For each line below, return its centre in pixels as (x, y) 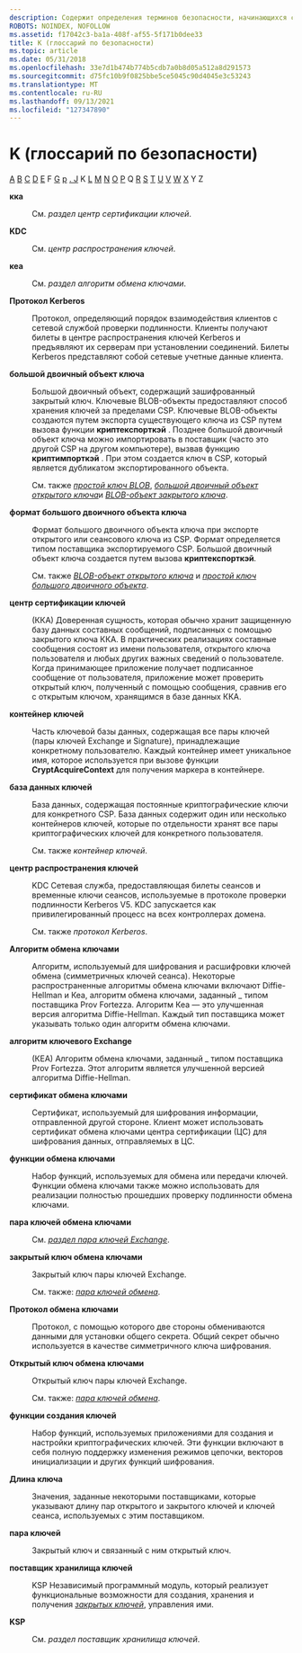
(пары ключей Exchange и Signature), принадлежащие (136, 741)
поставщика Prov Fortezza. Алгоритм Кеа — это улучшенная (148, 1005)
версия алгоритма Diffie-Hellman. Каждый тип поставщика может (158, 1014)
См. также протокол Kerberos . (90, 932)
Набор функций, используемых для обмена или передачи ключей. (160, 1176)
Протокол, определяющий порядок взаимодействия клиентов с (155, 318)
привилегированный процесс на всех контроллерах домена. (149, 915)
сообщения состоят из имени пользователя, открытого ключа (151, 649)
